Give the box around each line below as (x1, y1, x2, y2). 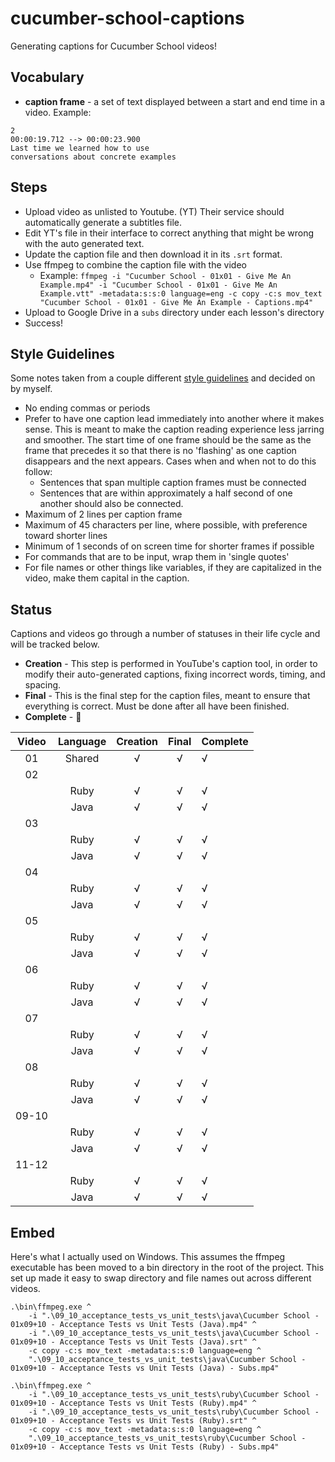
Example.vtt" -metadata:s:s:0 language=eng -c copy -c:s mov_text (39, 288, 323, 299)
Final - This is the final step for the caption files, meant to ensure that (24, 690, 311, 702)
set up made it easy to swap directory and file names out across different (10, 1272, 312, 1284)
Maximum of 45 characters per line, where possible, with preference (24, 519, 308, 531)
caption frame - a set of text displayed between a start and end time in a (24, 95, 326, 107)
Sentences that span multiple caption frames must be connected (39, 477, 307, 489)
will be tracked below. (10, 638, 100, 651)
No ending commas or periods (24, 402, 151, 414)
